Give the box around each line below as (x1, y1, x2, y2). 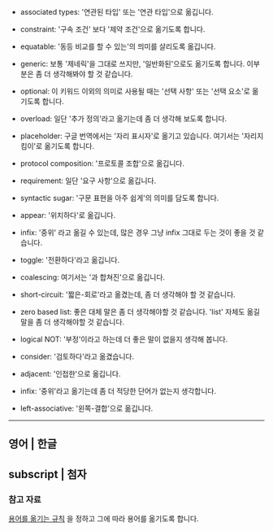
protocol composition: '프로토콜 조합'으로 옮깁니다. (19, 159, 185, 168)
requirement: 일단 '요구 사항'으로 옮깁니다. (19, 176, 157, 185)
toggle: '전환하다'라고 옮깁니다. (19, 255, 120, 264)
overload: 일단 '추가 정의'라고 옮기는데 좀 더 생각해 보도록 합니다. (19, 114, 227, 124)
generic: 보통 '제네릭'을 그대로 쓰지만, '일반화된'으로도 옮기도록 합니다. (19, 59, 245, 68)
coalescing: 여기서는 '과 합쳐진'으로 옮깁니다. (19, 272, 165, 282)
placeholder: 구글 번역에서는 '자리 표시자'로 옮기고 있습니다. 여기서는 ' (19, 131, 245, 141)
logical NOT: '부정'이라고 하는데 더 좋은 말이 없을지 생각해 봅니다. (19, 334, 228, 344)
